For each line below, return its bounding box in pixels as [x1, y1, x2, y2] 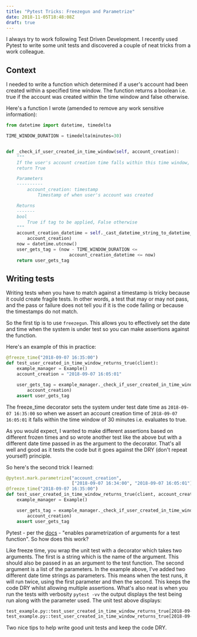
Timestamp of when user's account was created [37, 192, 154, 198]
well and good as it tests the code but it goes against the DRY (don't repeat [6, 446, 188, 453]
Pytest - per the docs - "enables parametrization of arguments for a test [6, 529, 180, 536]
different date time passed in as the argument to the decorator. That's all [6, 439, 181, 447]
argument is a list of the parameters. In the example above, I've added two [6, 565, 186, 572]
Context [6, 65, 36, 75]
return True [16, 165, 46, 171]
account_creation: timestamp [27, 186, 98, 193]
